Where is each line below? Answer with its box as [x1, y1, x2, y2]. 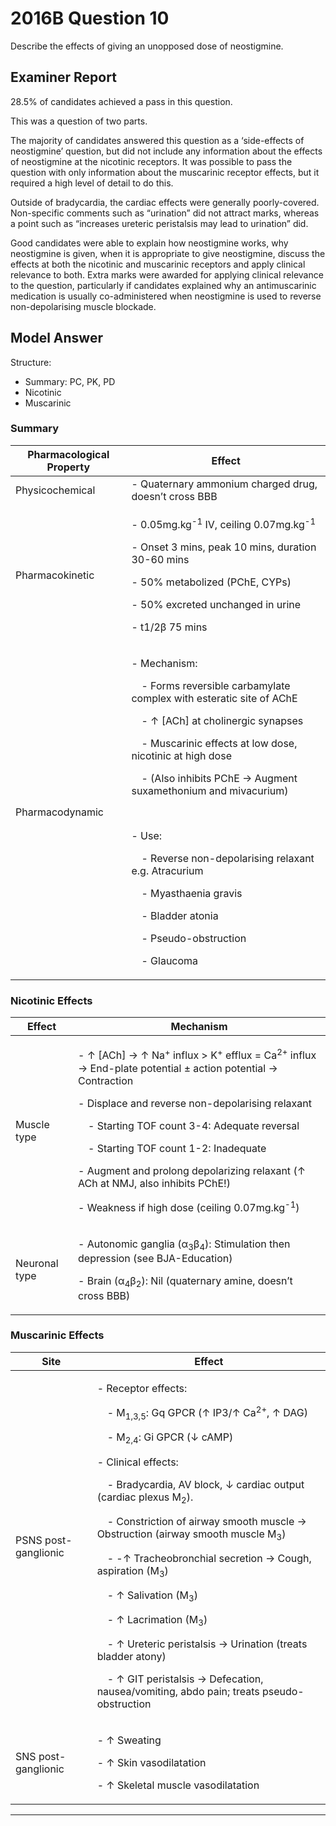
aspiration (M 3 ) [96, 1563, 169, 1580]
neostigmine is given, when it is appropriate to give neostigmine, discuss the [10, 247, 326, 259]
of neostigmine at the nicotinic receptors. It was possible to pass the [10, 155, 293, 167]
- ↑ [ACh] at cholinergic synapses [141, 714, 304, 728]
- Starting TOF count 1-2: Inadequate [88, 1141, 267, 1155]
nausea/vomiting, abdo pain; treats [96, 1685, 260, 1699]
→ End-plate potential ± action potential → [78, 1061, 278, 1075]
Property [46, 460, 91, 474]
